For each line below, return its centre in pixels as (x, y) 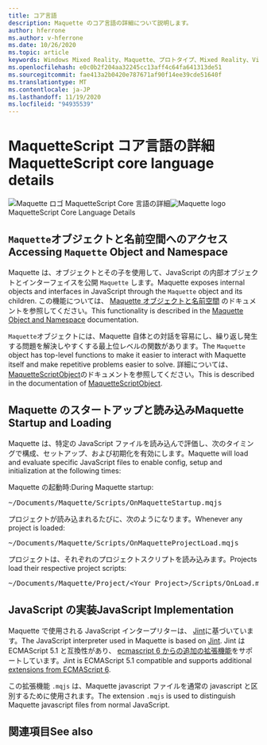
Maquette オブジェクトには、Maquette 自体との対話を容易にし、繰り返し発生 (133, 336)
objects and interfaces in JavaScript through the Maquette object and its (126, 291)
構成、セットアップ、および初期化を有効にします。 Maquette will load (135, 453)
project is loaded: (37, 528)
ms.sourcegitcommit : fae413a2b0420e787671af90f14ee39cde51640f (115, 75)
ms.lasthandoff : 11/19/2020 (55, 97)
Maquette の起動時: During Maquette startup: (81, 487)
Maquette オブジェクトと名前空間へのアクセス (118, 239)
